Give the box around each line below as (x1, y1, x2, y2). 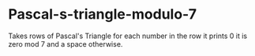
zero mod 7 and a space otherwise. (8, 39, 123, 48)
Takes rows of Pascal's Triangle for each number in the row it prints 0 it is (8, 31, 247, 40)
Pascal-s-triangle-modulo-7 (8, 5, 197, 23)
